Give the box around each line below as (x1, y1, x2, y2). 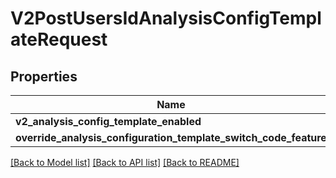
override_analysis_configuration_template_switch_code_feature (15, 131, 327, 144)
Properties (10, 68, 78, 85)
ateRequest (10, 28, 108, 51)
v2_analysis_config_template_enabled (15, 115, 202, 128)
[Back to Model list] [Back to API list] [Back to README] (10, 157, 240, 168)
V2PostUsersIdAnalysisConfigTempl (10, 7, 322, 30)
